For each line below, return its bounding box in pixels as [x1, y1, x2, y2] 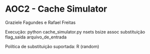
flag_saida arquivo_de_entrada [5, 34, 67, 40]
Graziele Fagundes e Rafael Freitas [5, 19, 76, 25]
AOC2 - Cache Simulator [5, 3, 107, 15]
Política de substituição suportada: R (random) [5, 43, 99, 49]
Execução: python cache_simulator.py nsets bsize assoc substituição [5, 29, 145, 35]
